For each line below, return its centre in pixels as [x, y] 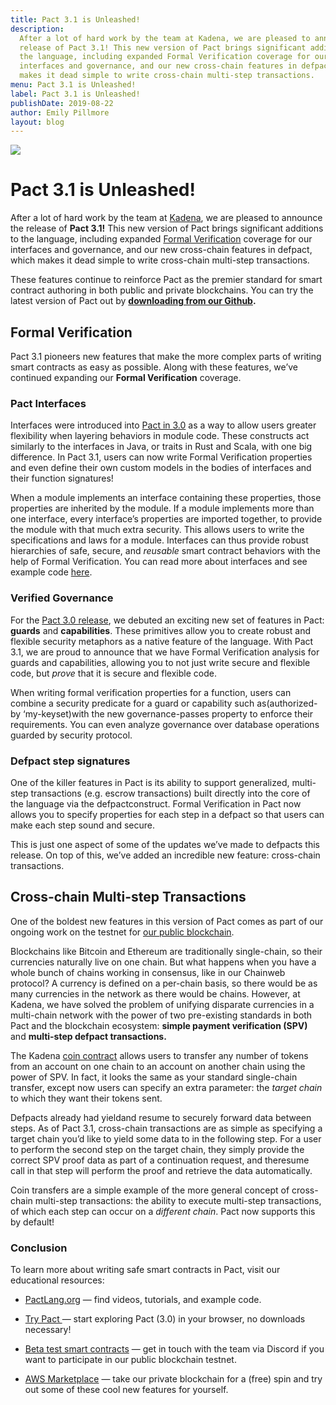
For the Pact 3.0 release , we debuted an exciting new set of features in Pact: [167, 620]
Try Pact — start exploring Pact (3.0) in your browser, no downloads [165, 1319]
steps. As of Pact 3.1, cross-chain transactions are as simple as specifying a [166, 1128]
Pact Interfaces [48, 403]
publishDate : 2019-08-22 [62, 103]
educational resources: [57, 1280]
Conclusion [39, 1248]
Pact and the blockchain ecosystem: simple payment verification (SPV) [159, 1025]
